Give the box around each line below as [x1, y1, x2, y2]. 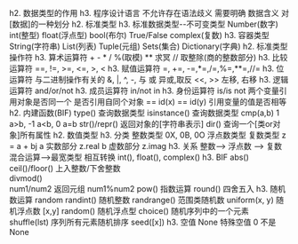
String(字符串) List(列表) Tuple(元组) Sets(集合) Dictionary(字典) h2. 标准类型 [9, 41, 288, 51]
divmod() [9, 173, 43, 184]
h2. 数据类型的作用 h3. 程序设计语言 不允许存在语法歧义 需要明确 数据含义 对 [9, 8, 290, 18]
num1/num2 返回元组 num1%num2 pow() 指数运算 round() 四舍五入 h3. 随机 [9, 184, 286, 193]
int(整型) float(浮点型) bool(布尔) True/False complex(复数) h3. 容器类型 [9, 30, 270, 40]
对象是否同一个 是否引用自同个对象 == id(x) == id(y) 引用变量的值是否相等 [16, 97, 287, 106]
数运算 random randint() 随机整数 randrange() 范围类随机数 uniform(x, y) [9, 194, 274, 205]
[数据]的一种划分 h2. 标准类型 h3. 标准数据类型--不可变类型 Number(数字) [9, 19, 278, 29]
